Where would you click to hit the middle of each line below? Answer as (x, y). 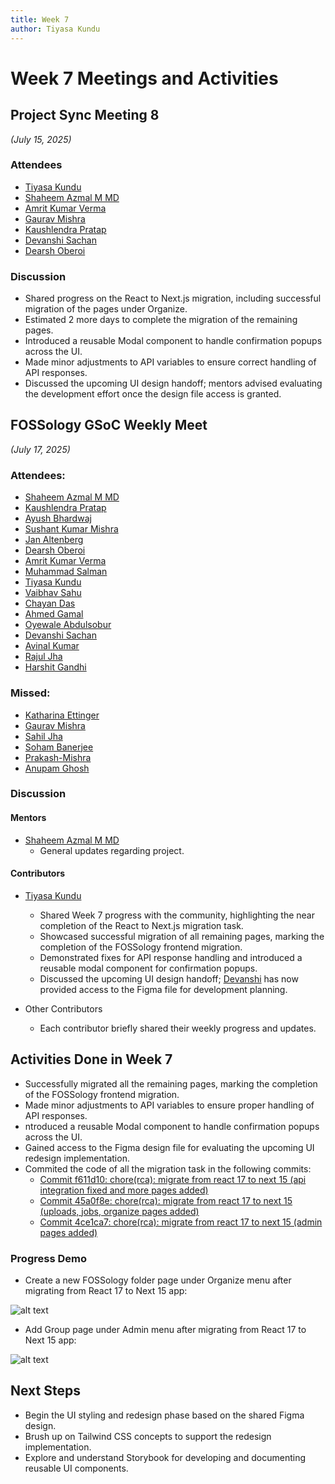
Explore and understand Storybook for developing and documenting (165, 1457)
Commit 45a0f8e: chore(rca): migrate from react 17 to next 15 (166, 1200)
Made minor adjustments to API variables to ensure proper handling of (169, 1105)
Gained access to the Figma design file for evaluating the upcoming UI (169, 1147)
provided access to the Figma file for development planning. (163, 989)
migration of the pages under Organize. (106, 309)
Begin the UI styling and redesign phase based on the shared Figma (164, 1415)
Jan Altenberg (54, 540)
